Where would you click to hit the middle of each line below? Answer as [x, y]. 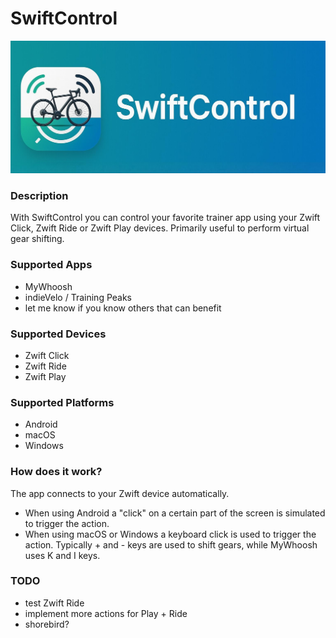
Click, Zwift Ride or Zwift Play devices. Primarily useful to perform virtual [160, 228]
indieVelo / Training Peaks [78, 297]
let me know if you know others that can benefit [123, 308]
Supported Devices [58, 334]
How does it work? [56, 472]
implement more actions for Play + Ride [106, 613]
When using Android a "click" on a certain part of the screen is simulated [175, 513]
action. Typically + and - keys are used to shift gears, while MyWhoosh [171, 544]
